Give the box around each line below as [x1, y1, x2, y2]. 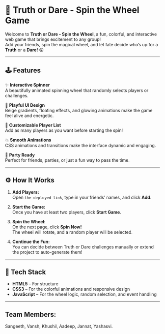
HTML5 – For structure [12, 281, 59, 287]
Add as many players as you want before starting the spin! [5, 127, 123, 133]
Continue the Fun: [12, 239, 50, 244]
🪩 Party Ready [5, 152, 35, 158]
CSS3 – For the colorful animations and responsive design [12, 286, 130, 292]
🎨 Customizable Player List [5, 122, 61, 128]
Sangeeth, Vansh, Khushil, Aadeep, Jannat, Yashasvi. [5, 323, 113, 329]
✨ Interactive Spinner [5, 82, 50, 88]
